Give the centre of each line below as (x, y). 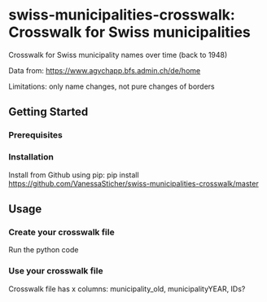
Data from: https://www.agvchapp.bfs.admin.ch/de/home (105, 70)
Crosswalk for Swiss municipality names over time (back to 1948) (118, 55)
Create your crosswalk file (62, 232)
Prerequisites (35, 135)
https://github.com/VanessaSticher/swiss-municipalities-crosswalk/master (133, 183)
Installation (31, 157)
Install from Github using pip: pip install (74, 175)
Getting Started (48, 112)
